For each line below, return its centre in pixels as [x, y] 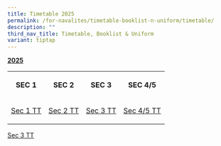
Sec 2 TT [64, 111]
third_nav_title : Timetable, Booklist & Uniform [81, 34]
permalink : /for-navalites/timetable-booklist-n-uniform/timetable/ [111, 21]
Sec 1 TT [26, 111]
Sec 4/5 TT [142, 111]
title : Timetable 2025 [41, 14]
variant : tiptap [31, 40]
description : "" [31, 27]
